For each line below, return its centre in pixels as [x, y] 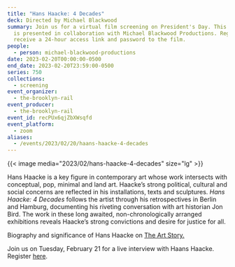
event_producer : [31, 105]
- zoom [23, 131]
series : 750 [24, 72]
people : [19, 46]
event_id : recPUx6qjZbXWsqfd [50, 117]
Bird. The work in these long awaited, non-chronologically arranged [105, 215]
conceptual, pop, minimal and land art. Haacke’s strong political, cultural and [117, 185]
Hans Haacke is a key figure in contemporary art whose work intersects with [117, 177]
